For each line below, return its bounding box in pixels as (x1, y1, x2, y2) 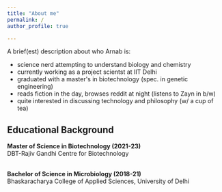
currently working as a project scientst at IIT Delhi (16, 68, 157, 76)
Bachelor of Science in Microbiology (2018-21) (7, 170, 141, 178)
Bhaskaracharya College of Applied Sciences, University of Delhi (7, 177, 190, 185)
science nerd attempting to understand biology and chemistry (16, 61, 191, 69)
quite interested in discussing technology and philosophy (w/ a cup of (16, 97, 214, 105)
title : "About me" (7, 10, 59, 17)
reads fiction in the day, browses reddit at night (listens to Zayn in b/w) (16, 90, 217, 98)
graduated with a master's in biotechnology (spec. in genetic (16, 75, 189, 83)
